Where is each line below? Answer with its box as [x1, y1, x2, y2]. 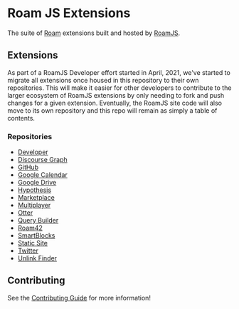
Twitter [17, 246, 39, 255]
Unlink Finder [17, 254, 58, 263]
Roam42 [17, 223, 43, 233]
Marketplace [17, 193, 55, 202]
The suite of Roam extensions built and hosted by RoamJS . [7, 29, 181, 37]
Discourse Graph [17, 156, 68, 164]
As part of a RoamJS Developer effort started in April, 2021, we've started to [7, 68, 231, 76]
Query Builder [17, 216, 59, 225]
